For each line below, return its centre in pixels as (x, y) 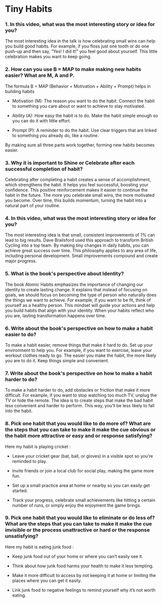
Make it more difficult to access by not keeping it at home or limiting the (84, 575)
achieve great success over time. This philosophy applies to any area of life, (81, 251)
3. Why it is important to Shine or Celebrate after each (70, 162)
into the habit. (19, 411)
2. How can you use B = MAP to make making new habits (73, 70)
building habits (20, 91)
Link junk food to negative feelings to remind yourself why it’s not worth (84, 590)
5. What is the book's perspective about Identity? (64, 274)
